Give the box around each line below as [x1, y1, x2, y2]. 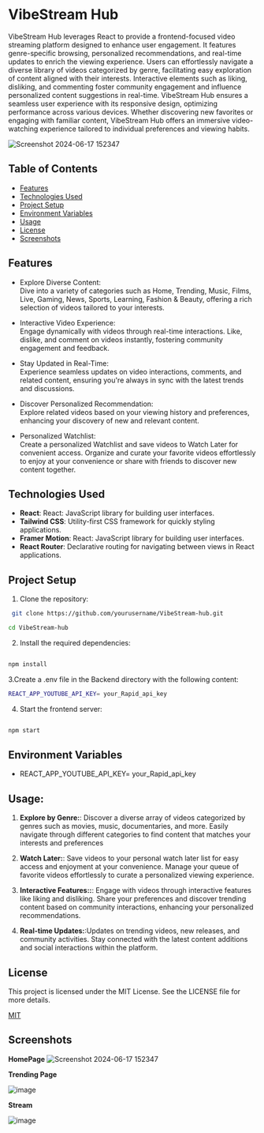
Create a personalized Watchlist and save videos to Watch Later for [19, 439, 239, 449]
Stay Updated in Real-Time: [19, 358, 109, 368]
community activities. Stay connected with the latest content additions [19, 935, 248, 944]
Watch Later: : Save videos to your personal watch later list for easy [19, 853, 239, 863]
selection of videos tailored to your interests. [19, 303, 165, 312]
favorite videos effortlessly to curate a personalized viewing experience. [19, 871, 255, 880]
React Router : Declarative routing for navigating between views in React [19, 542, 255, 551]
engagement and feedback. [19, 343, 110, 352]
